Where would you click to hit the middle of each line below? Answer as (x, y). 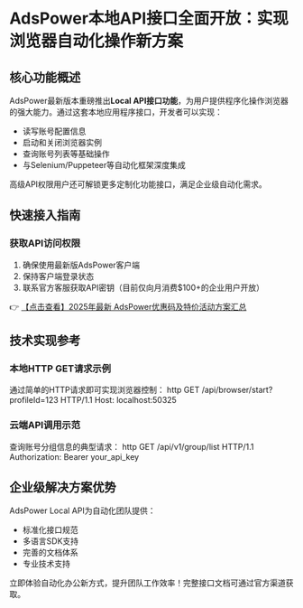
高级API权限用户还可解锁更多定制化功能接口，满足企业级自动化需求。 (138, 184)
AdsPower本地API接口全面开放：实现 (149, 19)
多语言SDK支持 (50, 541)
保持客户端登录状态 (58, 276)
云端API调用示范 (45, 426)
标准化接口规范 (50, 530)
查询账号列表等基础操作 (66, 154)
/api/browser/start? (237, 390)
